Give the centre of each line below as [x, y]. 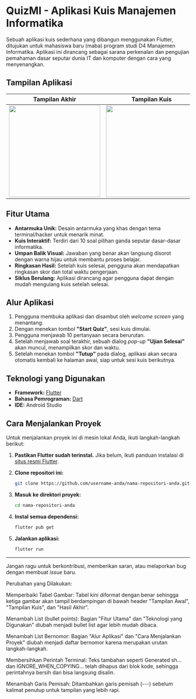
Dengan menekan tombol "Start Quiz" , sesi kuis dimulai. [83, 329]
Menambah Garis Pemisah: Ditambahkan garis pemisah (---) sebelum [90, 684]
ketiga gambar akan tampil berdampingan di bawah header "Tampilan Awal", [98, 601]
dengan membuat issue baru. [41, 572]
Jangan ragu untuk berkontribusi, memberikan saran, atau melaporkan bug [96, 566]
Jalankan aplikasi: [37, 538]
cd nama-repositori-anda [45, 505]
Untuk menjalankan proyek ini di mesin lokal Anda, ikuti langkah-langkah [93, 438]
